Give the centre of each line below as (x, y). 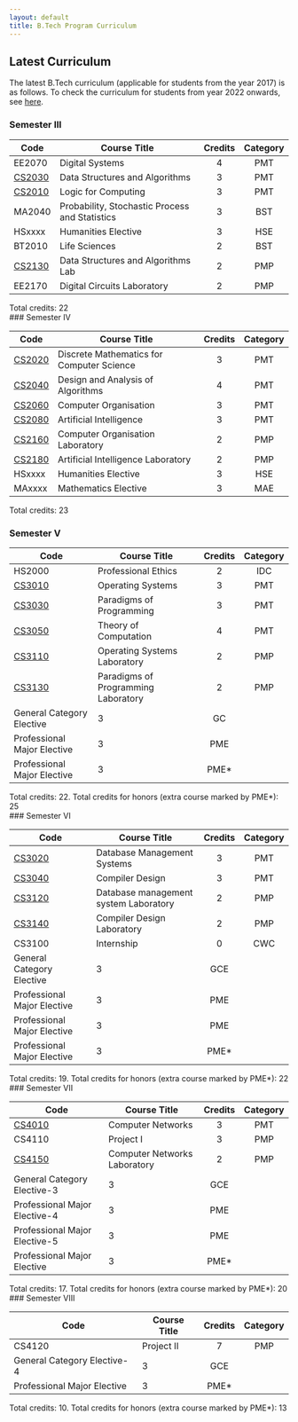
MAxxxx (31, 488)
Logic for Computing (103, 192)
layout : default (39, 17)
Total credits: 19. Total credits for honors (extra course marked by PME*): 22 (149, 1078)
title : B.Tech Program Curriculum (73, 26)
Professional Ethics (137, 570)
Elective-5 (36, 1241)
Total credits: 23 (39, 510)
